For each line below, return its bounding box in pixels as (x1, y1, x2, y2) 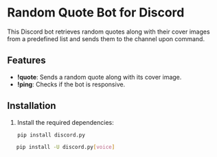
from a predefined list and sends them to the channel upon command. (7, 34, 205, 43)
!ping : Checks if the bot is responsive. (16, 80, 126, 88)
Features (7, 55, 46, 67)
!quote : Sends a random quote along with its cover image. (16, 73, 182, 81)
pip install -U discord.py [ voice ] (16, 144, 115, 151)
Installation (7, 100, 56, 112)
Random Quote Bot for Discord (7, 5, 185, 21)
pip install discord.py (16, 132, 86, 138)
